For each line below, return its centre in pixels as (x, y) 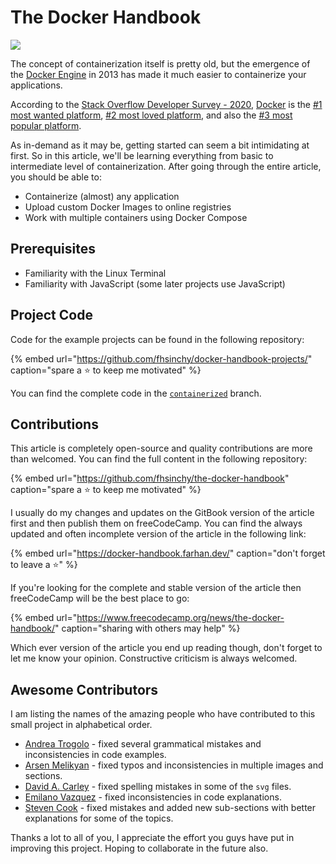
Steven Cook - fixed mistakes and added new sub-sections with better (170, 808)
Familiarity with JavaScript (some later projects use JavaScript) (155, 283)
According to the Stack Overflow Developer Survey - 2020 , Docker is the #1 (166, 104)
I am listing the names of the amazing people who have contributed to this (163, 714)
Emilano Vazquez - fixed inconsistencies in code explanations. (153, 797)
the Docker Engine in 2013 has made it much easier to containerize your (158, 74)
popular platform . (46, 125)
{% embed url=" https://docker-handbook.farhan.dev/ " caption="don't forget (168, 553)
